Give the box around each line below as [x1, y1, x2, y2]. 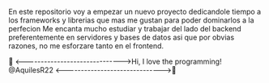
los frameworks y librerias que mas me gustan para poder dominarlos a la [8, 15, 254, 25]
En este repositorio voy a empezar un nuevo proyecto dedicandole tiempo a [8, 7, 262, 16]
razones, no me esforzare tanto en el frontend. [8, 41, 164, 51]
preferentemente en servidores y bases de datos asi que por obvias [8, 32, 235, 42]
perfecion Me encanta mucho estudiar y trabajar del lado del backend [8, 24, 241, 33]
